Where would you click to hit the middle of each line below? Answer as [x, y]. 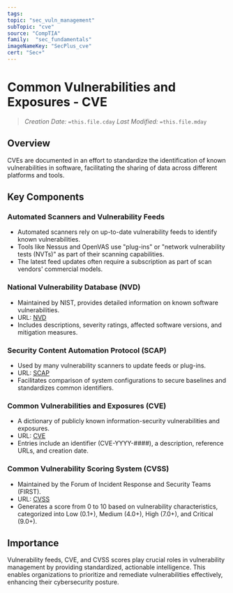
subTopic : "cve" [31, 27]
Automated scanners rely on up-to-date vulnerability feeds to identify [117, 232]
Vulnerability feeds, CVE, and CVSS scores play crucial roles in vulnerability [116, 560]
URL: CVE [31, 436]
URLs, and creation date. [53, 451]
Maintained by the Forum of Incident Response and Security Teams [114, 484]
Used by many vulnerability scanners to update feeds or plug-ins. [112, 365]
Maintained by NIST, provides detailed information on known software [118, 302]
